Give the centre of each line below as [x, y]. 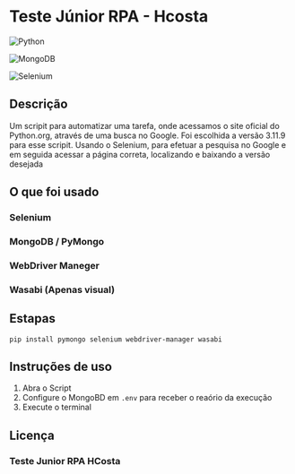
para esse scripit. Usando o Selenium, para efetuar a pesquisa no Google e [148, 144]
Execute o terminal [57, 407]
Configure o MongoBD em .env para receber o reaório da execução [147, 398]
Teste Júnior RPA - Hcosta [109, 17]
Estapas [32, 319]
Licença [32, 435]
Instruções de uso [61, 367]
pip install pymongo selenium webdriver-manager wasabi [116, 339]
